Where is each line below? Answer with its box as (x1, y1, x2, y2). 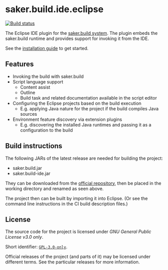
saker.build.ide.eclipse (5, 4, 104, 15)
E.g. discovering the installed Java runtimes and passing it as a (20, 121, 152, 127)
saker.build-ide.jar (12, 170, 51, 176)
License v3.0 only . (5, 234, 44, 240)
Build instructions (5, 142, 62, 150)
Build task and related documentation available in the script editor (20, 95, 157, 101)
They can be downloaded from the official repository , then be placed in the (5, 180, 161, 186)
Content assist (20, 84, 51, 90)
